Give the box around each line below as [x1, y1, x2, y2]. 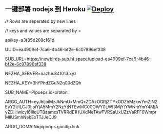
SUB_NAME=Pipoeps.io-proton [5, 89, 68, 95]
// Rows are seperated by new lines [5, 18, 76, 24]
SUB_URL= [5, 56, 27, 62]
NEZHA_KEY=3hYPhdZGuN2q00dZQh [5, 80, 81, 85]
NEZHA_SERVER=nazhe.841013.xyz [5, 70, 77, 76]
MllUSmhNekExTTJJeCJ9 [5, 114, 57, 120]
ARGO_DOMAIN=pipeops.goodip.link [5, 123, 80, 129]
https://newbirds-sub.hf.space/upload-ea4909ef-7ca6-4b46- [26, 56, 151, 62]
